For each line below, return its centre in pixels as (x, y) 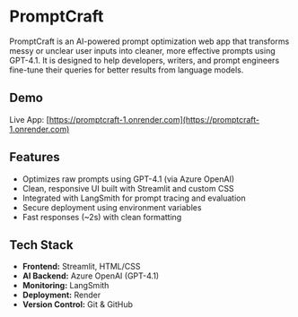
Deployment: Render (61, 295)
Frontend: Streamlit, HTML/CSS (81, 267)
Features (35, 157)
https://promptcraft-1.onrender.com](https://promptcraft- (154, 119)
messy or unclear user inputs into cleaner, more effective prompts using (142, 50)
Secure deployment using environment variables (112, 207)
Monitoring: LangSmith (66, 286)
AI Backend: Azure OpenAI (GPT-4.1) (91, 276)
